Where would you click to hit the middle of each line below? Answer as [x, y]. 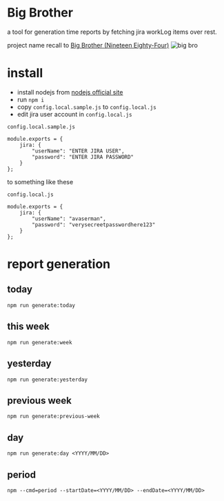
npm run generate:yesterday [48, 380]
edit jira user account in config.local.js [74, 114]
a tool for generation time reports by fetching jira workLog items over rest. [112, 32]
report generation [59, 264]
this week [29, 327]
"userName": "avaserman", [69, 219]
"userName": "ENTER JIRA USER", [79, 151]
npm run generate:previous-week [53, 416]
